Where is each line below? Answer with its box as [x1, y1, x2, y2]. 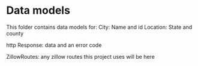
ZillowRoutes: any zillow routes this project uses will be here [6, 53, 155, 60]
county [6, 29, 24, 37]
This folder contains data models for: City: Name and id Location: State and [6, 23, 193, 31]
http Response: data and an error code [6, 41, 102, 49]
